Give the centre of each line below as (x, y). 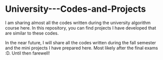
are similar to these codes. (32, 33)
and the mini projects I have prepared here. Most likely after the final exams (82, 48)
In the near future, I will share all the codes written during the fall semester (81, 42)
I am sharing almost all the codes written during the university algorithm (78, 23)
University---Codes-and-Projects (76, 9)
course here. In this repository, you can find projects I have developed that (81, 28)
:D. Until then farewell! (28, 53)
